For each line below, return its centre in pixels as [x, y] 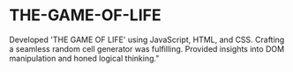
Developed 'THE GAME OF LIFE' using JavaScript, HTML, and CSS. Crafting [147, 40]
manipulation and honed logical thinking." [84, 58]
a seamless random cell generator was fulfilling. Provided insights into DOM [147, 48]
